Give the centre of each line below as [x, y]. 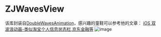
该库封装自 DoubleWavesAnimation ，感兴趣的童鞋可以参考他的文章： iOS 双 [80, 23]
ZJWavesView [35, 9]
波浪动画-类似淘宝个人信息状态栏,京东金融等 [49, 29]
